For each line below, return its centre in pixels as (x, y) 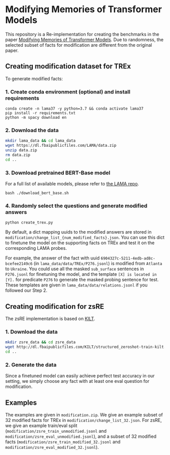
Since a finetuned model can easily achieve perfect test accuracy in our (80, 376)
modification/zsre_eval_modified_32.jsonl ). (52, 447)
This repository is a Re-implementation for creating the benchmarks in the (82, 34)
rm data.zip (18, 155)
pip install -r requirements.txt (40, 113)
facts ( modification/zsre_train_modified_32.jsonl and (63, 442)
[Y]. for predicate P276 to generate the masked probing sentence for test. (82, 280)
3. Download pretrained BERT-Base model (58, 173)
